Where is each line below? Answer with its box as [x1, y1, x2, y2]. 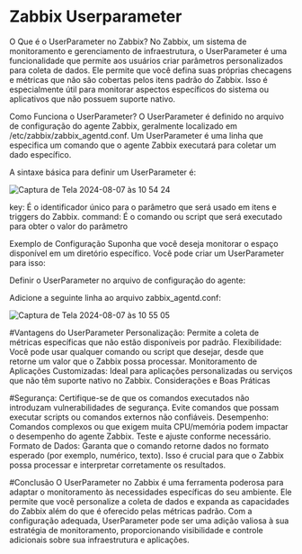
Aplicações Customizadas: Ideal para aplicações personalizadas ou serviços [9, 365, 293, 376]
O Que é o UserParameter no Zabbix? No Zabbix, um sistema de [9, 36, 247, 47]
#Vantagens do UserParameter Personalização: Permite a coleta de [9, 327, 259, 338]
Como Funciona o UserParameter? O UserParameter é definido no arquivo [9, 111, 285, 122]
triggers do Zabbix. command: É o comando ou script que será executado [9, 211, 283, 222]
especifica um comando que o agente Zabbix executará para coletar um [9, 140, 277, 150]
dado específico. [9, 149, 72, 159]
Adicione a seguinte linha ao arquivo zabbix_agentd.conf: [9, 292, 222, 303]
